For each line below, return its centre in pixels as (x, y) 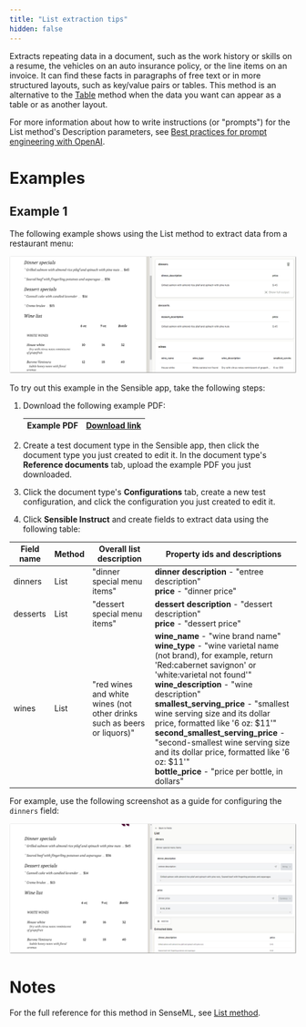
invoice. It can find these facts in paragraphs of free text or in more (135, 75)
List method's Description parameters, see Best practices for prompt (138, 131)
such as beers (119, 723)
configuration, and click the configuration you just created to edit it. (149, 502)
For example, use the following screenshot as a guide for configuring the (146, 801)
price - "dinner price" (195, 591)
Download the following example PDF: (94, 405)
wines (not (112, 703)
